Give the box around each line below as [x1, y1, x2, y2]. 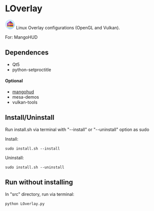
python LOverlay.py [5, 201, 45, 206]
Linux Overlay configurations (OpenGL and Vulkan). [16, 25, 120, 30]
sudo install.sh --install [5, 146, 60, 151]
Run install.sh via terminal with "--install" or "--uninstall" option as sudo [5, 126, 150, 132]
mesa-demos [12, 94, 39, 100]
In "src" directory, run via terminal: [5, 191, 75, 197]
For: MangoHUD [5, 34, 38, 40]
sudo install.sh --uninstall [5, 165, 65, 170]
